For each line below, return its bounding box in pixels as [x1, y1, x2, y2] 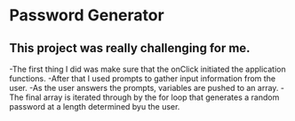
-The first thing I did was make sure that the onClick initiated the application [9, 64, 286, 74]
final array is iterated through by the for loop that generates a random [25, 92, 280, 102]
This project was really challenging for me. [9, 41, 251, 56]
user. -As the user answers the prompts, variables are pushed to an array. [9, 83, 279, 93]
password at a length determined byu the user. [9, 102, 180, 111]
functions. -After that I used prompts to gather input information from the [9, 73, 276, 84]
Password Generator [9, 5, 164, 26]
